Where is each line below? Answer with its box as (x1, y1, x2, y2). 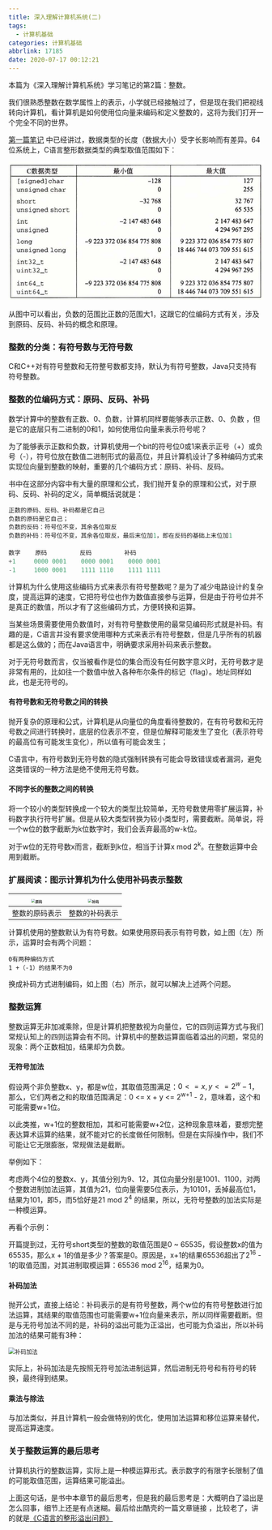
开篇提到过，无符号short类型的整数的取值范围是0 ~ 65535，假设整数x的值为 (8, 1239, 263, 1249)
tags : (8, 21, 27, 30)
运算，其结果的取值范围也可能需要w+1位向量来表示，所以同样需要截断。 (15, 1310, 257, 1320)
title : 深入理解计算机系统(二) (8, 13, 102, 21)
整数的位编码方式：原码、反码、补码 (8, 394, 150, 405)
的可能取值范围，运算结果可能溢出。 (8, 1476, 130, 1485)
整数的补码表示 (68, 908, 119, 918)
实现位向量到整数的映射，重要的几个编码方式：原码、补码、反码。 (8, 461, 228, 471)
